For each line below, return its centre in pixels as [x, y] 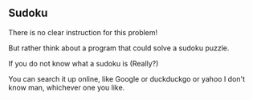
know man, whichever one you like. [67, 87]
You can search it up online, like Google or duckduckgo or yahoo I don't [127, 78]
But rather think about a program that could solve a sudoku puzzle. [119, 48]
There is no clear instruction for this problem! [83, 32]
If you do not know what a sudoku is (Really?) [84, 63]
